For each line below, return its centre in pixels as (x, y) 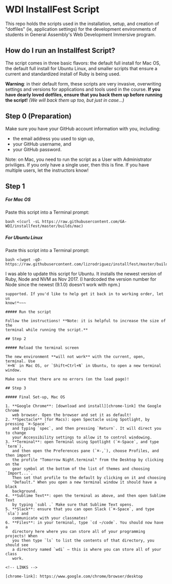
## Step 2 (16, 339)
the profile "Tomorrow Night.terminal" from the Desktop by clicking (88, 460)
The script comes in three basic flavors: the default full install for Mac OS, (83, 63)
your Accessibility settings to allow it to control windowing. (82, 437)
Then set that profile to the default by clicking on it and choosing (89, 477)
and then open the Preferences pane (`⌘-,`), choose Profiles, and (85, 451)
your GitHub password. (37, 149)
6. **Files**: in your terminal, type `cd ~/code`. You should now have (84, 523)
